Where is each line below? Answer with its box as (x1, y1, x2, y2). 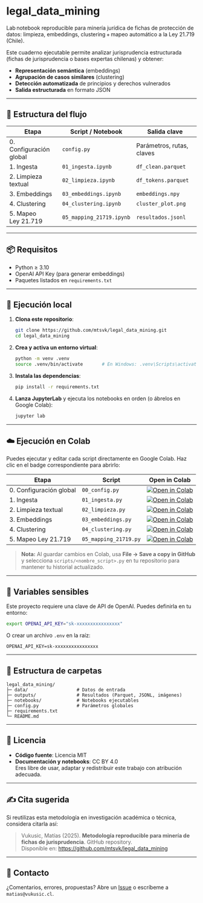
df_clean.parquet (136, 163, 186, 170)
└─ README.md (6, 713, 39, 719)
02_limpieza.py (82, 507, 126, 513)
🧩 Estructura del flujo (6, 109, 88, 120)
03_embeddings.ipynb (62, 190, 121, 197)
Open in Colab (149, 476, 192, 484)
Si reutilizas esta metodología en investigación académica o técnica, (6, 814, 176, 821)
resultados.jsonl (136, 213, 186, 221)
